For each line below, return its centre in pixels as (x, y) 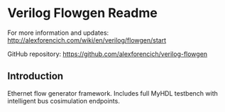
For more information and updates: (58, 33)
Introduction (35, 76)
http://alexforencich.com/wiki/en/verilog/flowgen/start (87, 40)
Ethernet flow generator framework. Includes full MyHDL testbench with (113, 93)
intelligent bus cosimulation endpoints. (64, 101)
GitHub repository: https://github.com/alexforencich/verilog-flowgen (108, 54)
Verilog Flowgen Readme (82, 13)
